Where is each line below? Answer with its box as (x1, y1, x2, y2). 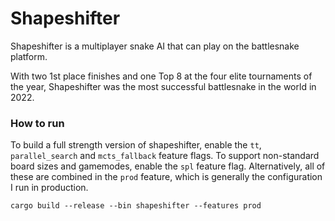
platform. (10, 50, 48, 62)
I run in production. (10, 182, 89, 194)
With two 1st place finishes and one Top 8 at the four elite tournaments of (10, 70, 313, 82)
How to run (10, 116, 65, 130)
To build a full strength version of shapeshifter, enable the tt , (10, 139, 262, 151)
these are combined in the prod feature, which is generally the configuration (10, 171, 323, 183)
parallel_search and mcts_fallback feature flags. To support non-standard (10, 150, 320, 162)
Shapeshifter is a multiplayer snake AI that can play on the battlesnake (10, 40, 300, 52)
